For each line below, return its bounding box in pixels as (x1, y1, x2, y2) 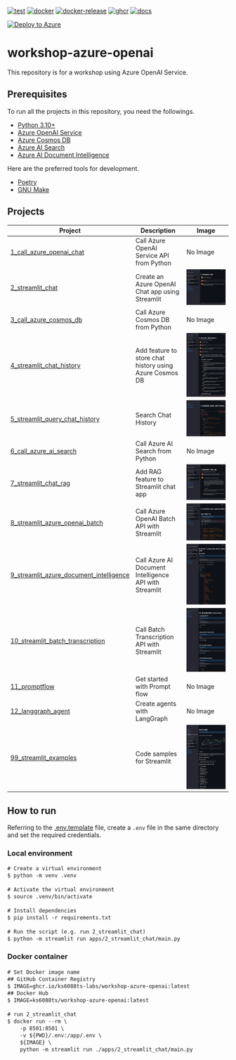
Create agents (136, 699, 177, 708)
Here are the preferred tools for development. (7, 164, 139, 172)
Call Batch (136, 626, 165, 634)
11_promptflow (10, 683, 55, 691)
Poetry (17, 178, 37, 186)
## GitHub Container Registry (7, 976, 96, 983)
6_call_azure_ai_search (10, 447, 77, 455)
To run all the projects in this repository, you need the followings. (7, 107, 195, 115)
